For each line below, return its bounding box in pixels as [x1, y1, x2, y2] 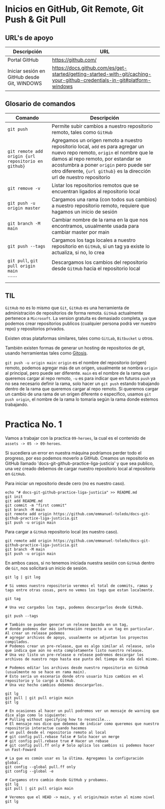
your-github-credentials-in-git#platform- [52, 77, 151, 83]
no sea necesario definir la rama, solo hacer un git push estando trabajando [5, 381, 160, 387]
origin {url [7, 153, 36, 159]
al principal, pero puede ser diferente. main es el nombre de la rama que [5, 370, 150, 376]
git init [5, 494, 23, 499]
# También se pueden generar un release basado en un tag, [5, 622, 129, 627]
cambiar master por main [51, 228, 110, 235]
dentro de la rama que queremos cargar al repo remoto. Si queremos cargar [5, 386, 159, 391]
